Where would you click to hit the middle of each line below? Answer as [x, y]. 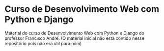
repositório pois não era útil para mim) [43, 43]
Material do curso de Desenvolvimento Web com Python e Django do [74, 33]
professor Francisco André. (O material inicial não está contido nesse [74, 38]
